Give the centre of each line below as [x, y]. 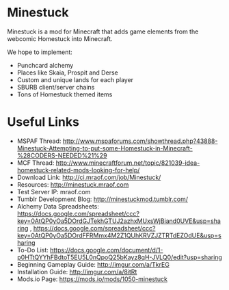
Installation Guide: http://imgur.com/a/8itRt [77, 272]
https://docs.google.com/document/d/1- [107, 250]
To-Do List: [33, 250]
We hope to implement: [40, 52]
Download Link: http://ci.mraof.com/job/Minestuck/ [89, 177]
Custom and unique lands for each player [75, 79]
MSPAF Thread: [39, 141]
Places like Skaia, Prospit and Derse [67, 72]
